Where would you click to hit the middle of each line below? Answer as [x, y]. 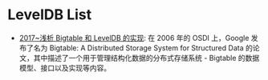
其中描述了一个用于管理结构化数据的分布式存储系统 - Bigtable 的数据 [146, 58]
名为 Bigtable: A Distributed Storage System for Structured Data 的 [143, 48]
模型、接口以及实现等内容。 [65, 68]
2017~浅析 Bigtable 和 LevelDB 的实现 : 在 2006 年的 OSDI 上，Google [134, 38]
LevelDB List [50, 15]
